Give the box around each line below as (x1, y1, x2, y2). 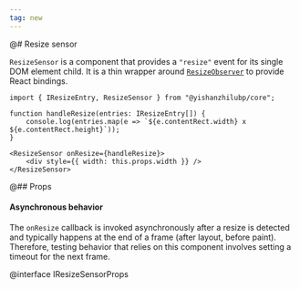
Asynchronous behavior (9, 201, 103, 212)
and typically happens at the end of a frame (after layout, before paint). (9, 232, 276, 243)
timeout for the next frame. (9, 251, 111, 262)
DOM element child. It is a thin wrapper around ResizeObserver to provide (9, 66, 284, 77)
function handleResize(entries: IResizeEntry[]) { (9, 108, 206, 119)
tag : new (9, 13, 43, 23)
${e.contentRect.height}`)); (9, 125, 120, 134)
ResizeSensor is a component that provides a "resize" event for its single (9, 56, 284, 67)
